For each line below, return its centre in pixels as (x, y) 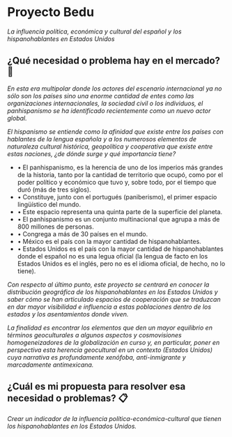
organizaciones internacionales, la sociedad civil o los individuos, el (105, 103)
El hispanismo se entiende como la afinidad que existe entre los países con (116, 131)
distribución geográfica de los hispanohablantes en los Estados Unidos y (113, 292)
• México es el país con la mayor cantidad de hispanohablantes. (109, 241)
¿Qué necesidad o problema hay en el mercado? (114, 61)
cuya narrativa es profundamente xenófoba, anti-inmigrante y (96, 357)
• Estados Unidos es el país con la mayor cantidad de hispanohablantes (121, 249)
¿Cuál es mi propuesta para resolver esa (96, 386)
